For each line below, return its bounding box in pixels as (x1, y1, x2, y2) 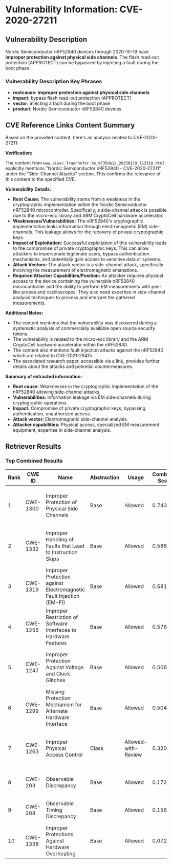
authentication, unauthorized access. (12, 411, 91, 417)
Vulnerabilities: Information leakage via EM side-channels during (12, 394, 151, 400)
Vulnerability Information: (5, 4, 118, 15)
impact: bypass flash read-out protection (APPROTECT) (12, 95, 132, 101)
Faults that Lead (46, 542, 84, 549)
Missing (46, 688, 65, 695)
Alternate (46, 707, 68, 714)
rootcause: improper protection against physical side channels (12, 89, 150, 96)
